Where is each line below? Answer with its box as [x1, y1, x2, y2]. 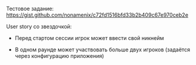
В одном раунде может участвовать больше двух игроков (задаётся [14, 46, 191, 53]
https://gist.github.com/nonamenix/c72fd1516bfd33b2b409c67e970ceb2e [6, 11, 189, 18]
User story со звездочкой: [6, 23, 72, 30]
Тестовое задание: [6, 5, 54, 12]
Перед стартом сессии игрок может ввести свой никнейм [14, 35, 164, 41]
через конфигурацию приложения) [14, 52, 104, 59]
